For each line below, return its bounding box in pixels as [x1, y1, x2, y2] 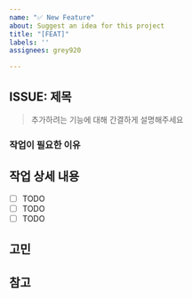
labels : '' [9, 37, 50, 47]
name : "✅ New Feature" [9, 12, 95, 22]
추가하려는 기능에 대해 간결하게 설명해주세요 [30, 114, 184, 125]
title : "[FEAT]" [9, 29, 69, 38]
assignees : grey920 [9, 46, 82, 55]
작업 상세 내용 [9, 169, 80, 184]
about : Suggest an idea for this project [9, 21, 165, 30]
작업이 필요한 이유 [9, 139, 82, 151]
